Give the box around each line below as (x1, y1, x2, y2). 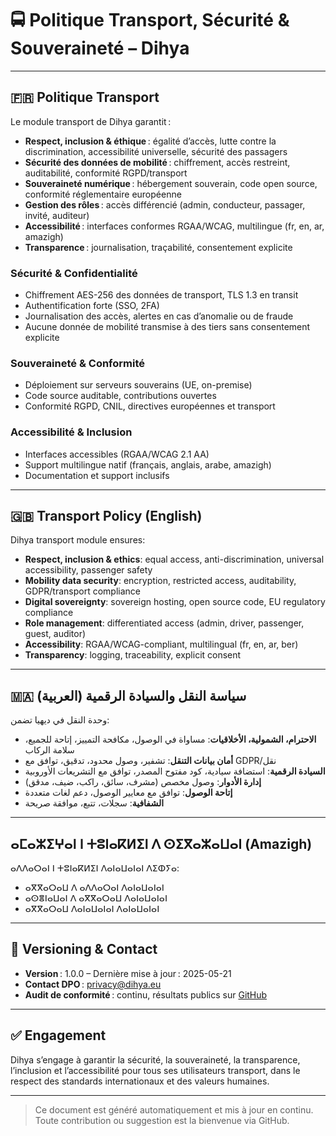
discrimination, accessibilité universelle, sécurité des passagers (24, 145, 288, 157)
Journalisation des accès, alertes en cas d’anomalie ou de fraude (24, 310, 294, 322)
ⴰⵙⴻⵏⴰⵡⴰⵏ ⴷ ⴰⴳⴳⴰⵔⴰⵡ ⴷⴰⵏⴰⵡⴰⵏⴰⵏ (24, 892, 168, 904)
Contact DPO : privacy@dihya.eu (24, 978, 162, 990)
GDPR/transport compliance (24, 585, 141, 597)
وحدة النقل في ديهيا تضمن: (10, 714, 110, 726)
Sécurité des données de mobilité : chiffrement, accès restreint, (24, 156, 291, 168)
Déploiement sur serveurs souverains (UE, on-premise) (24, 379, 253, 391)
